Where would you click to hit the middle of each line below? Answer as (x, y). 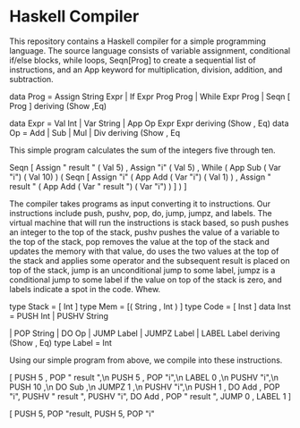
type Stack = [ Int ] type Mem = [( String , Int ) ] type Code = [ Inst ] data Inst (150, 306)
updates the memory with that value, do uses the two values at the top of (144, 251)
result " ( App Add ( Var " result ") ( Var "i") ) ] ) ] (98, 186)
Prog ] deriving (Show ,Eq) (58, 105)
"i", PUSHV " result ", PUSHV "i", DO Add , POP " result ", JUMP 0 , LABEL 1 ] (150, 396)
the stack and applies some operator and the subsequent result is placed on (150, 260)
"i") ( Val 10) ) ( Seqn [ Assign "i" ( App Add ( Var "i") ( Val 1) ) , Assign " (140, 177)
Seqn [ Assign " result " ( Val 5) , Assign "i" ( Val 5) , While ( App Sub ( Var (146, 167)
